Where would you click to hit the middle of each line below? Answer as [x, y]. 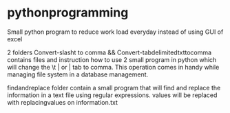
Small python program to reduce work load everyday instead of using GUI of [115, 32]
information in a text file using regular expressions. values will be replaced [112, 95]
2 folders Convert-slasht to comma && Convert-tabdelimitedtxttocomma [109, 52]
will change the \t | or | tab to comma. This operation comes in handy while [113, 67]
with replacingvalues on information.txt [63, 102]
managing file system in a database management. [78, 74]
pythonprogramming [68, 13]
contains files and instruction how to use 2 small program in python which [112, 59]
